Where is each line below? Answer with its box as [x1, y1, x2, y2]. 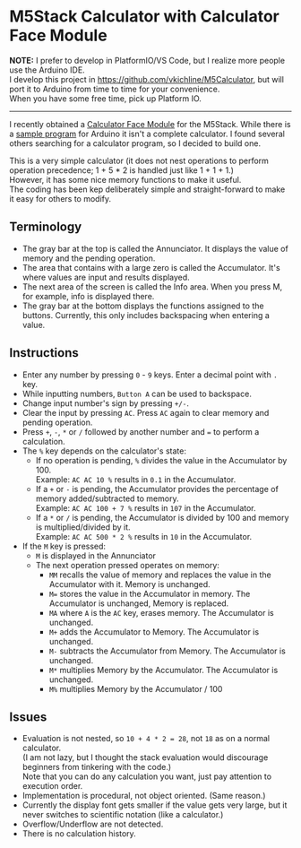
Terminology [9, 220, 82, 235]
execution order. [21, 781, 83, 792]
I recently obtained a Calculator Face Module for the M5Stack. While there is [9, 118, 291, 129]
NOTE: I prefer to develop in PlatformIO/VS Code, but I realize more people [9, 55, 285, 65]
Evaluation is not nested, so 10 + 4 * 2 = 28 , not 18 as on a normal [21, 733, 271, 744]
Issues [9, 709, 47, 724]
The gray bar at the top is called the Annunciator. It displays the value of [21, 243, 288, 254]
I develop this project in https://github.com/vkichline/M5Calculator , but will [9, 74, 285, 84]
